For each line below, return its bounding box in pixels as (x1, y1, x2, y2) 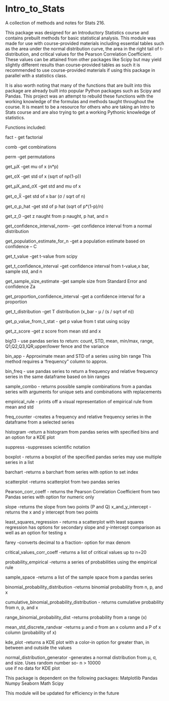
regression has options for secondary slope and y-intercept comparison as (5, 524, 161, 530)
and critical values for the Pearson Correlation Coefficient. (31, 51, 152, 57)
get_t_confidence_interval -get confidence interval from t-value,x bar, (5, 263, 150, 269)
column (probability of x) (5, 629, 57, 635)
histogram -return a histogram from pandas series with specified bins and (5, 429, 159, 435)
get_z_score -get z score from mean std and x (5, 328, 101, 334)
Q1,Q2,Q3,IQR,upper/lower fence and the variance (5, 343, 109, 349)
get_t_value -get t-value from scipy (5, 253, 78, 259)
